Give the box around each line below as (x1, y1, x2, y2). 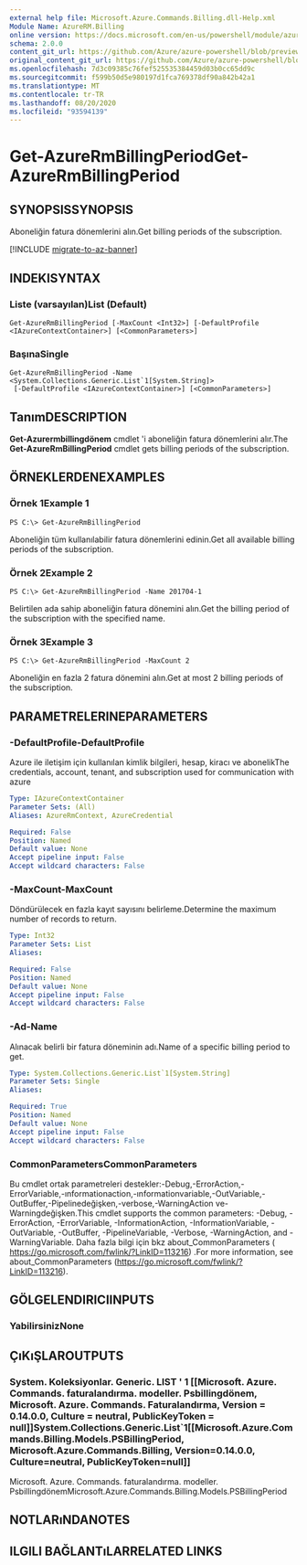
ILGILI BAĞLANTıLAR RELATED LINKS (9, 1543, 223, 1559)
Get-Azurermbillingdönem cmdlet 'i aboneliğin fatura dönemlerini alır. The (9, 433, 289, 444)
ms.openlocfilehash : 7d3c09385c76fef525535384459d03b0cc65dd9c (9, 65, 256, 74)
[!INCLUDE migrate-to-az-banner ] (9, 244, 138, 255)
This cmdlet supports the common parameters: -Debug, (77, 1208, 288, 1219)
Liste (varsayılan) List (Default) (9, 298, 148, 311)
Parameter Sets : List (9, 940, 92, 949)
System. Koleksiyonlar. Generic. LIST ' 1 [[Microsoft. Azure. (9, 1375, 277, 1388)
